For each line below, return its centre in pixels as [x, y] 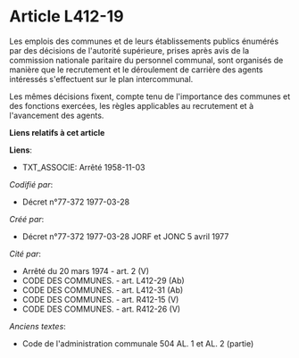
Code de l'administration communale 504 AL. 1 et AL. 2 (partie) [138, 343]
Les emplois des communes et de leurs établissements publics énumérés [144, 41]
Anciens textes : [38, 326]
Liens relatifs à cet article [57, 132]
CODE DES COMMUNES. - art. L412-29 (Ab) [103, 280]
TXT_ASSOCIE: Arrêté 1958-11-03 [83, 167]
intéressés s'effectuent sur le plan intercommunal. [101, 79]
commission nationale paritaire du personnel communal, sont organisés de [146, 60]
